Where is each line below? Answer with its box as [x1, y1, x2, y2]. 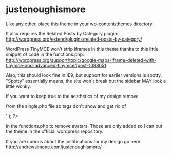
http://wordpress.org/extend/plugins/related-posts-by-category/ [6, 36, 143, 42]
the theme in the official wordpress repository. [6, 128, 104, 134]
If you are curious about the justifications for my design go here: [6, 138, 142, 144]
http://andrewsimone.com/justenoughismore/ [6, 144, 102, 150]
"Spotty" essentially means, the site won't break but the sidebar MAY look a [6, 77, 166, 84]
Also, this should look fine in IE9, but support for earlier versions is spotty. [6, 72, 162, 78]
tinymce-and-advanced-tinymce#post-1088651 [6, 62, 107, 68]
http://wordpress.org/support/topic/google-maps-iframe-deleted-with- [6, 56, 157, 63]
